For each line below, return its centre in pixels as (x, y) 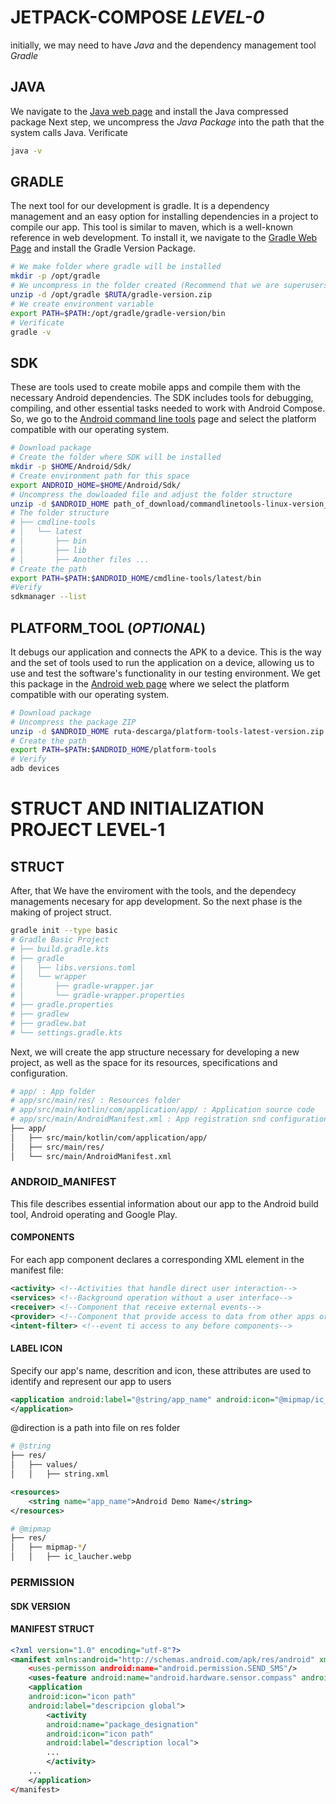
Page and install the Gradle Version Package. (103, 248)
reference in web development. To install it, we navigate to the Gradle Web (164, 238)
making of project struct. (61, 912)
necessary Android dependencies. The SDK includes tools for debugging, (162, 398)
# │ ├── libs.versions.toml (73, 967)
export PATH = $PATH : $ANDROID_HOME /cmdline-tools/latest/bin (136, 578)
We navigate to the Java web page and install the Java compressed (149, 111)
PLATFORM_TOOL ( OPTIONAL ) (108, 627)
